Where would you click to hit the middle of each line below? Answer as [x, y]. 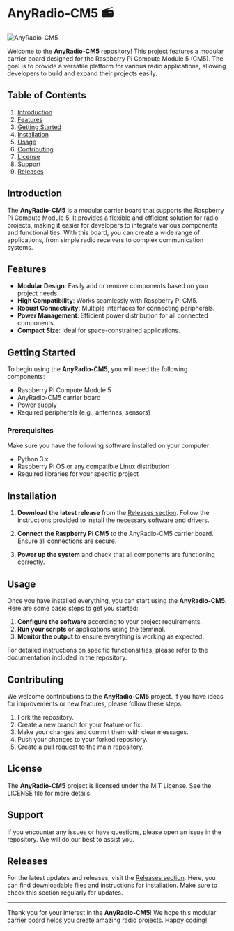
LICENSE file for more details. [49, 793]
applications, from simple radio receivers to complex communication [106, 240]
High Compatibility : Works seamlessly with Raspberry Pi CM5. [108, 301]
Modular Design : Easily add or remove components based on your [113, 286]
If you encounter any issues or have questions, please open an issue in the [114, 832]
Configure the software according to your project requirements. [110, 622]
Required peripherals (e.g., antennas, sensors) [84, 412]
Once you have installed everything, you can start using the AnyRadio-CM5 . [117, 601]
